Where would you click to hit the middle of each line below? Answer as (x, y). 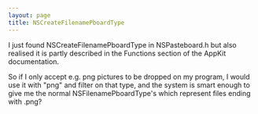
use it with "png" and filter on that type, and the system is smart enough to (129, 85)
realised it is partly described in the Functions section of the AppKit (117, 53)
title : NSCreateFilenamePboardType (66, 23)
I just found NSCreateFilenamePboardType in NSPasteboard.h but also (123, 45)
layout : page (29, 15)
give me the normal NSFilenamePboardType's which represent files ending (129, 93)
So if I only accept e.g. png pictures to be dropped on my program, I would (129, 77)
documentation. (34, 61)
